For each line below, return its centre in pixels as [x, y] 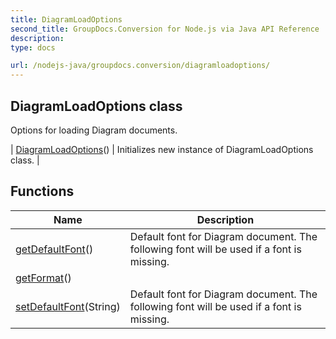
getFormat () [43, 278]
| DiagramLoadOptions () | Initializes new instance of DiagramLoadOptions [162, 149]
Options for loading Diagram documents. [94, 130]
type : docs [33, 47]
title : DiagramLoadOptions [66, 19]
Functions [42, 191]
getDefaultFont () [54, 249]
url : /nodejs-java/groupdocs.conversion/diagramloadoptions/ [140, 66]
